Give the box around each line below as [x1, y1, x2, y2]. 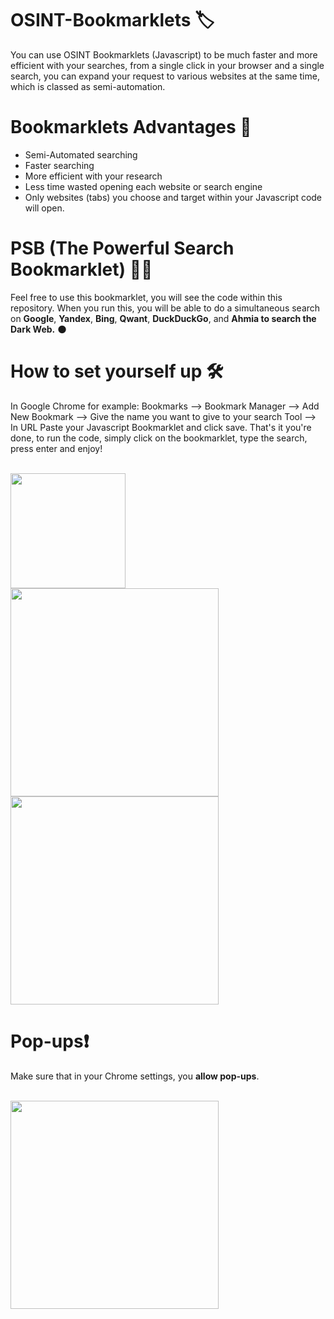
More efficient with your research [24, 170, 163, 182]
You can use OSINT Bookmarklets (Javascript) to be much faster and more [10, 48, 318, 61]
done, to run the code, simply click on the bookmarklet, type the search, [10, 432, 308, 444]
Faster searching [24, 159, 95, 171]
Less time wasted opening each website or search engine [24, 180, 263, 192]
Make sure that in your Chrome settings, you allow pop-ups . [10, 1070, 260, 1082]
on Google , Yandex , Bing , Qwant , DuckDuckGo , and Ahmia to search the [10, 312, 317, 324]
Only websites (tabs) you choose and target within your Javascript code [24, 191, 323, 203]
